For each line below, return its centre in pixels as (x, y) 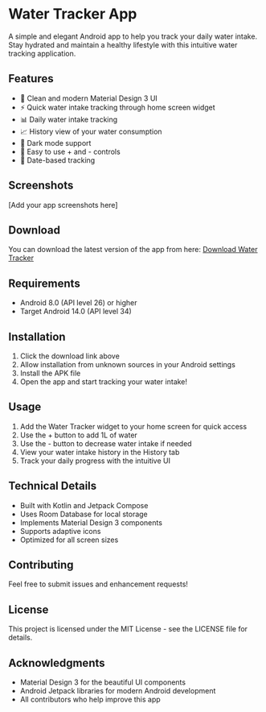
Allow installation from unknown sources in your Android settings (127, 364)
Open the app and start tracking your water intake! (103, 382)
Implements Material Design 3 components (91, 522)
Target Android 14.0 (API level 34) (76, 312)
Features (31, 79)
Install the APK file (50, 373)
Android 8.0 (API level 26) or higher (79, 303)
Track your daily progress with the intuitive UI (95, 461)
